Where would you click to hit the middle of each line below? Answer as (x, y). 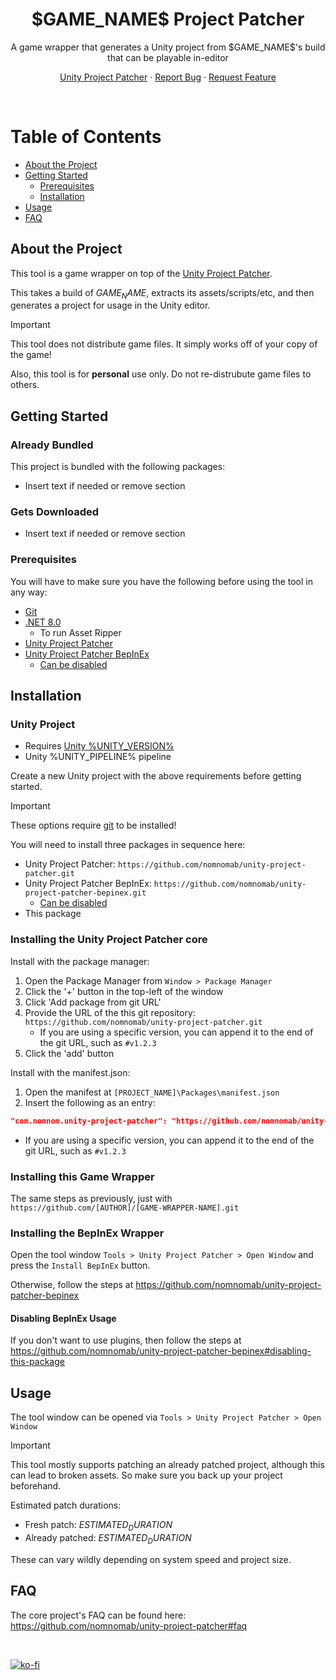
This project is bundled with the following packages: (118, 467)
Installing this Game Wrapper (82, 1176)
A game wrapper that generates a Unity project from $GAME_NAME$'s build (168, 47)
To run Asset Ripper (80, 632)
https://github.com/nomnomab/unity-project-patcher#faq (129, 1625)
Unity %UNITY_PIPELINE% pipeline (98, 757)
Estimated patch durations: (66, 1505)
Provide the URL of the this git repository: (110, 1012)
